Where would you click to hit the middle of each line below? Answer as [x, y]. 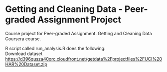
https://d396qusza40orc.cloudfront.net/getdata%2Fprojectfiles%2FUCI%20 [84, 59]
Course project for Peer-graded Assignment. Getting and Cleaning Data [79, 33]
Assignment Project [79, 20]
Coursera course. [23, 39]
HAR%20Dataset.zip [26, 64]
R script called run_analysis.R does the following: [55, 48]
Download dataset [24, 54]
